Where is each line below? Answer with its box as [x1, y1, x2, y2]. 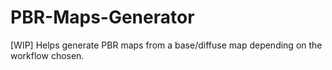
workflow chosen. [10, 49, 85, 61]
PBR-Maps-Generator [10, 6, 195, 29]
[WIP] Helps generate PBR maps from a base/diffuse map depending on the [10, 39, 323, 51]
